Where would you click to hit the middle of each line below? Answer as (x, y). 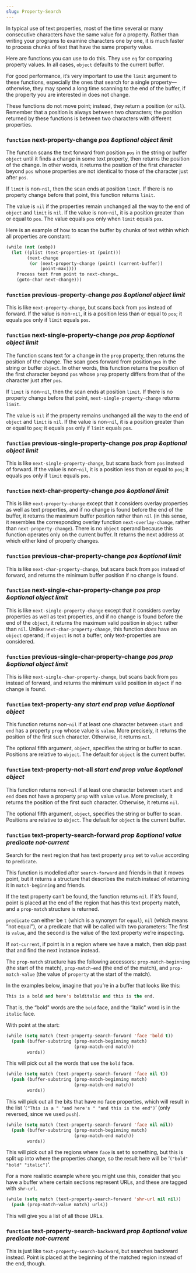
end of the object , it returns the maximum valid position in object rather (92, 622)
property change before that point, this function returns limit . (81, 195)
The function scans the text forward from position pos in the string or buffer (97, 152)
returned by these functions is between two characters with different (89, 118)
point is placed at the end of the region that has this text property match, (93, 903)
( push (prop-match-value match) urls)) (60, 1205)
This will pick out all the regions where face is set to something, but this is (95, 1152)
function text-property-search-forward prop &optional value (94, 835)
